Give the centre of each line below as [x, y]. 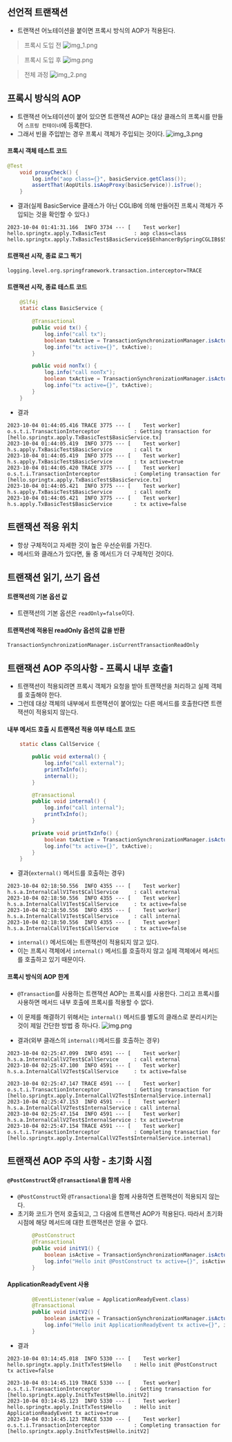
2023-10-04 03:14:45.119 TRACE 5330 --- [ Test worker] [94, 1382]
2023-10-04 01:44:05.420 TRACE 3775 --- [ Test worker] [94, 468]
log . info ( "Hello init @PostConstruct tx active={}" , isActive [135, 1261]
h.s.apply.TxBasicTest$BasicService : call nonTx [89, 492]
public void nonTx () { [65, 366]
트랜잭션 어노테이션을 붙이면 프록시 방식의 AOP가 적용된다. [96, 30]
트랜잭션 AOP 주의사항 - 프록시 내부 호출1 [90, 668]
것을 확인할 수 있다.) [62, 215]
